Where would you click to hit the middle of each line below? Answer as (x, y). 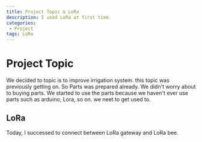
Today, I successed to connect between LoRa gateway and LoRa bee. (92, 132)
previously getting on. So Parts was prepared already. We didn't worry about (101, 87)
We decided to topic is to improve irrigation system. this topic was (88, 80)
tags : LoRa (20, 34)
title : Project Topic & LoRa (43, 12)
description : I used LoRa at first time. (59, 17)
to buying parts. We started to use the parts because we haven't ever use (97, 93)
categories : (21, 23)
